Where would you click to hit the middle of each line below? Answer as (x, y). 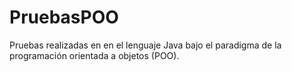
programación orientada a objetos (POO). (94, 55)
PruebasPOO (64, 17)
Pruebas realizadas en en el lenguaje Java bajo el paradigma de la (145, 45)
